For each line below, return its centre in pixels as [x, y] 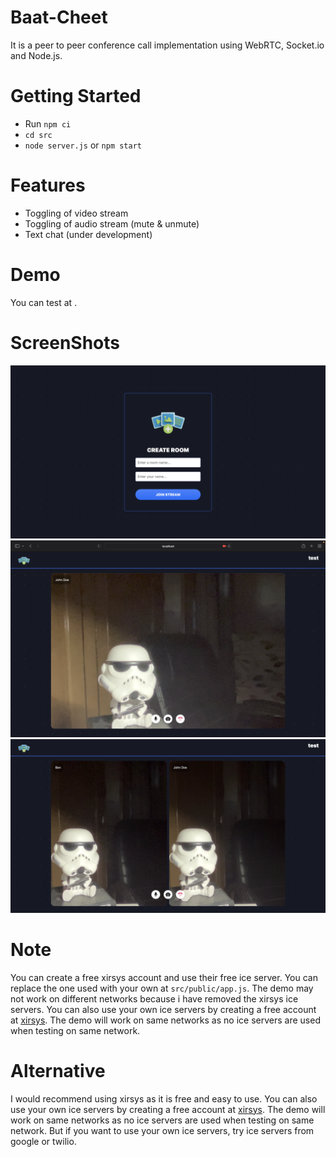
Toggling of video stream [76, 213]
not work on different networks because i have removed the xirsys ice [154, 998]
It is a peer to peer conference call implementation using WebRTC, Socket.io [167, 45]
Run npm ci [48, 123]
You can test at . [44, 302]
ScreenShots [65, 342]
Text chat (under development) [88, 234]
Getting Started [76, 96]
